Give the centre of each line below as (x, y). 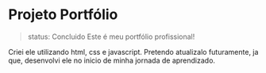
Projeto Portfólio (63, 15)
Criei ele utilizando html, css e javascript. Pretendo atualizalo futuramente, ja (133, 52)
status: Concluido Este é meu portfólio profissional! (111, 36)
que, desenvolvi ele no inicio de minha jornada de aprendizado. (112, 60)
